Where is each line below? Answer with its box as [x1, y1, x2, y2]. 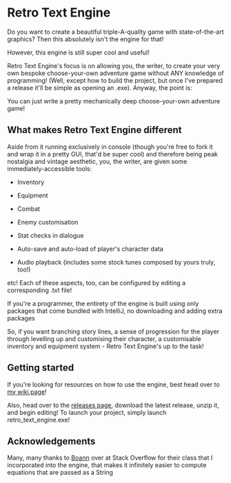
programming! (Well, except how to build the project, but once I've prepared [7, 76, 223, 84]
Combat [17, 205, 40, 213]
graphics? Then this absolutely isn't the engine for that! [7, 34, 164, 43]
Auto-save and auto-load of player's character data [17, 245, 163, 253]
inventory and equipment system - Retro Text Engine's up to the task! [7, 342, 204, 350]
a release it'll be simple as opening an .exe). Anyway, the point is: [7, 83, 192, 92]
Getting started [7, 362, 74, 373]
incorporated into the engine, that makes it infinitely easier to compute [7, 461, 207, 469]
